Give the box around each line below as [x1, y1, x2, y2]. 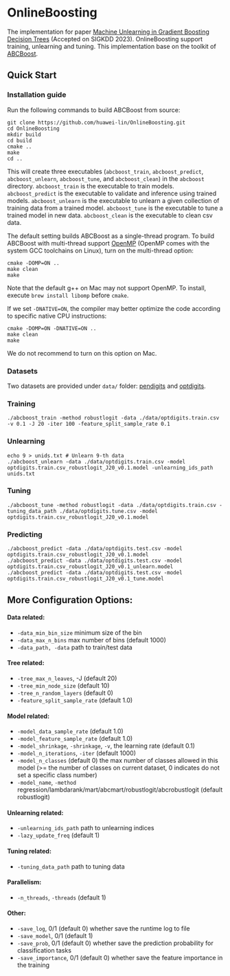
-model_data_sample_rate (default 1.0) [16, 727, 124, 735]
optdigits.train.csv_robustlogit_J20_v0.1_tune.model [7, 576, 165, 583]
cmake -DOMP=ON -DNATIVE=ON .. [7, 325, 97, 332]
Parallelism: [7, 878, 42, 887]
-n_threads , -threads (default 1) [16, 893, 106, 902]
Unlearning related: [7, 808, 64, 816]
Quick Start [7, 69, 57, 81]
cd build [7, 137, 32, 144]
